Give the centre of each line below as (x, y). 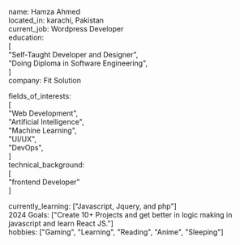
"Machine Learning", (43, 130)
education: (26, 37)
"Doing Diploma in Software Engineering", (78, 63)
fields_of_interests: (40, 96)
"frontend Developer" (44, 182)
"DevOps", (26, 148)
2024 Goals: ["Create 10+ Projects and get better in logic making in (120, 215)
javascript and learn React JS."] (61, 223)
